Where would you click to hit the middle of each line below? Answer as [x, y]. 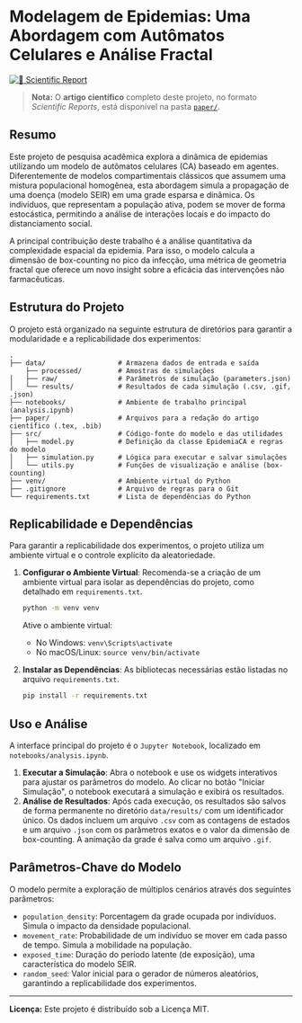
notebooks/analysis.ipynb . [59, 755]
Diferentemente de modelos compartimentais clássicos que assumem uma [147, 175]
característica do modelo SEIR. [79, 964]
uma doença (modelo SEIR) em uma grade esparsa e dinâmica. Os [132, 194]
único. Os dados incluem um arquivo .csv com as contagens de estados [156, 820]
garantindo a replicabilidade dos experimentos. [110, 983]
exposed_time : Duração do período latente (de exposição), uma [138, 954]
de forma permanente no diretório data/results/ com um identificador [153, 810]
